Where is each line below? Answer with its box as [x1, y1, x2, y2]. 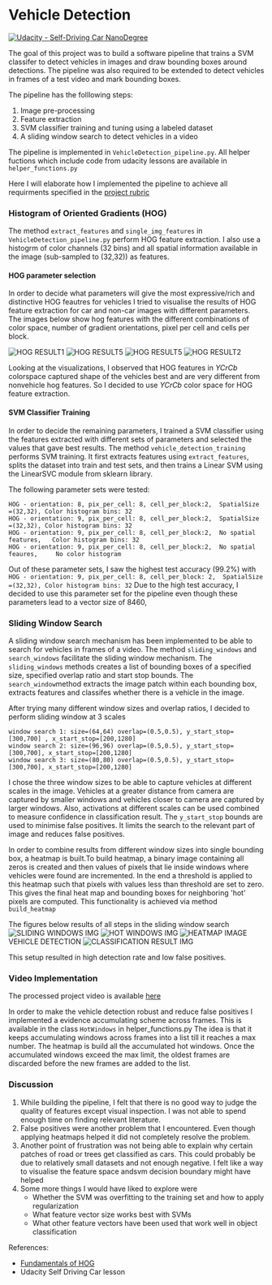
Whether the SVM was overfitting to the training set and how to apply [32, 1192, 265, 1202]
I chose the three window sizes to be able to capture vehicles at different [8, 777, 252, 787]
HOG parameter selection [8, 270, 97, 280]
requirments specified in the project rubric [8, 187, 150, 196]
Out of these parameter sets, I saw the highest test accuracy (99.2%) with [8, 564, 257, 574]
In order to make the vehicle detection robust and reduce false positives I [8, 1007, 253, 1016]
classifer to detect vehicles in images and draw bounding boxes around [8, 57, 248, 67]
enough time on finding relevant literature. [19, 1115, 161, 1124]
